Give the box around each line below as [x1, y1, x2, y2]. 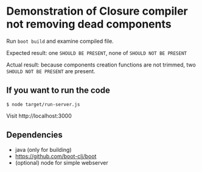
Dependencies [6, 130, 63, 140]
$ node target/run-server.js [6, 101, 80, 107]
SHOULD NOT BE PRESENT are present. [6, 67, 96, 74]
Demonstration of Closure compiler [6, 4, 189, 18]
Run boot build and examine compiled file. [6, 37, 114, 45]
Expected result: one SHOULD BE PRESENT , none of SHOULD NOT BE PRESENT [6, 49, 187, 56]
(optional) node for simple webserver [15, 159, 108, 166]
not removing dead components [6, 17, 172, 31]
